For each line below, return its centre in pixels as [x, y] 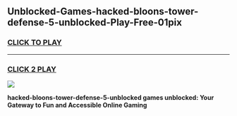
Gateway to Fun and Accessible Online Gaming [77, 105]
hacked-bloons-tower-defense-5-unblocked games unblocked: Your [111, 97]
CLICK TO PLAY [35, 43]
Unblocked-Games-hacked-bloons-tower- [103, 12]
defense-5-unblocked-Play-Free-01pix [95, 23]
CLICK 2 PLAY [32, 69]
